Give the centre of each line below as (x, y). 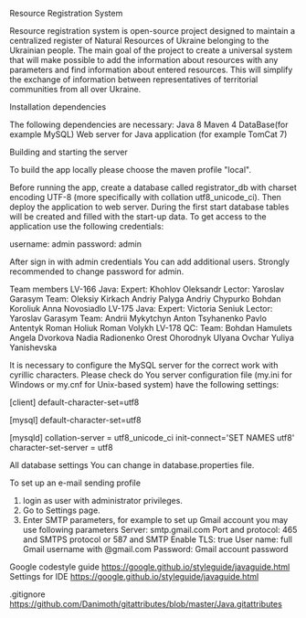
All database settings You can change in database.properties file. (132, 465)
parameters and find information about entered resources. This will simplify (151, 69)
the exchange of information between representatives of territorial (134, 80)
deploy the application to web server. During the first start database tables (149, 207)
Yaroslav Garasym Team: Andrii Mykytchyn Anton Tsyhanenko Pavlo (138, 318)
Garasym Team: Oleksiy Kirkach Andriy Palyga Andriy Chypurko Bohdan (145, 299)
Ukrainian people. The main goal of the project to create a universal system (151, 50)
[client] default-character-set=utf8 (74, 402)
